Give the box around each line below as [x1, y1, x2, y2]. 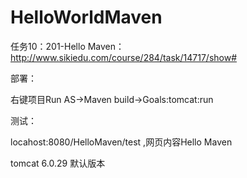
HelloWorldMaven [10, 6, 163, 29]
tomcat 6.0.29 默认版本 [10, 157, 106, 169]
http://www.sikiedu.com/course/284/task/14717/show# [10, 51, 238, 63]
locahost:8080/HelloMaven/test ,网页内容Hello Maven [10, 136, 233, 148]
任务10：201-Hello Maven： [10, 40, 125, 52]
